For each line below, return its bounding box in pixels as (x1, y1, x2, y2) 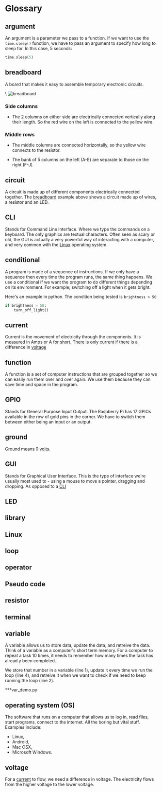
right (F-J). (12, 162, 34, 168)
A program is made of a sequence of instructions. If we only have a (5, 268, 139, 275)
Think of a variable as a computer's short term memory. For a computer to (5, 648, 153, 653)
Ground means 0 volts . (5, 446, 51, 452)
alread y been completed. (5, 658, 56, 664)
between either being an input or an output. (5, 419, 92, 424)
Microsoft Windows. (12, 749, 52, 755)
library (5, 514, 26, 522)
